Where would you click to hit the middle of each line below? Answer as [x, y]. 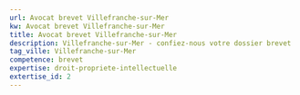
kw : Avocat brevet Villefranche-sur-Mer [88, 26]
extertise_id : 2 [40, 77]
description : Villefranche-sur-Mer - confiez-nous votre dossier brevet [150, 43]
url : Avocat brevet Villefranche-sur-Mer [89, 18]
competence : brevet [47, 60]
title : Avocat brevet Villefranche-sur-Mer [93, 34]
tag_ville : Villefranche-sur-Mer [73, 52]
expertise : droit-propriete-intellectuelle [93, 69]
